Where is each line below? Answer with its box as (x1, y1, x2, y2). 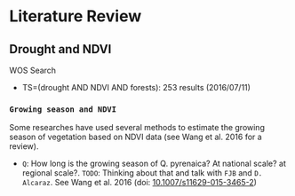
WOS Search (9, 65, 56, 75)
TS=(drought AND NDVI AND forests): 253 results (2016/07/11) (21, 82, 251, 92)
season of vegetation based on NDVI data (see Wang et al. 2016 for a (9, 131, 262, 143)
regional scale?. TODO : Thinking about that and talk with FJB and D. (21, 168, 263, 178)
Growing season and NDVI (9, 104, 117, 114)
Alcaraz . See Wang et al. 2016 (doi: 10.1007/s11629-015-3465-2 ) (21, 177, 258, 188)
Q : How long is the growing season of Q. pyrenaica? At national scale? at (21, 158, 286, 169)
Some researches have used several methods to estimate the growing (9, 122, 265, 133)
